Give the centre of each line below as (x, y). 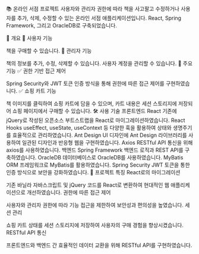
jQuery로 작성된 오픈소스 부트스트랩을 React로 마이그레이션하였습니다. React (96, 120)
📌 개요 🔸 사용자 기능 (29, 38)
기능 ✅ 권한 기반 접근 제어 (36, 71)
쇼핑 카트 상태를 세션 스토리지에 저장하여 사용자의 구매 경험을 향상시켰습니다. (95, 225)
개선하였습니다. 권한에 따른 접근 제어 (69, 192)
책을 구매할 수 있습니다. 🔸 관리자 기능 (49, 51)
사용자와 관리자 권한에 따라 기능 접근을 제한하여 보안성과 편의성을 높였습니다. (95, 205)
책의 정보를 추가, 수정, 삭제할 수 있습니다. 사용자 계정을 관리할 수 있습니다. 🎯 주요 (99, 63)
